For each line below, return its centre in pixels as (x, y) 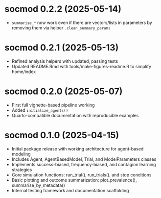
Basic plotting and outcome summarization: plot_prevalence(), (74, 180)
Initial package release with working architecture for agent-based (78, 148)
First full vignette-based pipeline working (53, 105)
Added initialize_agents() (40, 110)
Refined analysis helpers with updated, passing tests (65, 61)
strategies (22, 170)
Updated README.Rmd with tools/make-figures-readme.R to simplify (81, 66)
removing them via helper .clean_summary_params (61, 27)
